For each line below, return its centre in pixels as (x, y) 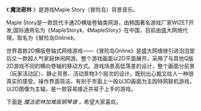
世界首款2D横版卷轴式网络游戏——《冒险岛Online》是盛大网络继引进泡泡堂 (100, 51)
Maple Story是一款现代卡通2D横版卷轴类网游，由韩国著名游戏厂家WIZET (97, 23)
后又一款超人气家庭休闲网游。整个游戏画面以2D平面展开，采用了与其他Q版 (100, 58)
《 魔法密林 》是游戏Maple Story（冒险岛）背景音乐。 (72, 9)
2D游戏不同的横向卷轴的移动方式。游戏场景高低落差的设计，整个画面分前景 (100, 66)
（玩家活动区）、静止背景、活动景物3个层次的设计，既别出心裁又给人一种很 (100, 73)
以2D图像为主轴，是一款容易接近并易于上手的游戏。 (71, 89)
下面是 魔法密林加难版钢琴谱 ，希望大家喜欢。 (64, 102)
